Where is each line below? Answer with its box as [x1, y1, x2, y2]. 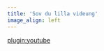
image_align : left [7, 17, 61, 24]
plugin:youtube [7, 36, 51, 44]
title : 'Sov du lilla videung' [7, 10, 98, 17]
